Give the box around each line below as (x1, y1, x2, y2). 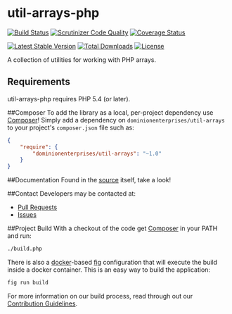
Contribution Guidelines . (7, 299, 78, 308)
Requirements (7, 76, 70, 88)
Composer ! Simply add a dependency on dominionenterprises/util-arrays (7, 115, 225, 124)
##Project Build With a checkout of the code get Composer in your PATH (7, 224, 218, 233)
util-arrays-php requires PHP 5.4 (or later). (7, 94, 131, 103)
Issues (17, 211, 37, 219)
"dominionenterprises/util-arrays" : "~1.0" (32, 150, 162, 157)
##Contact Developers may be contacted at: (7, 189, 136, 198)
